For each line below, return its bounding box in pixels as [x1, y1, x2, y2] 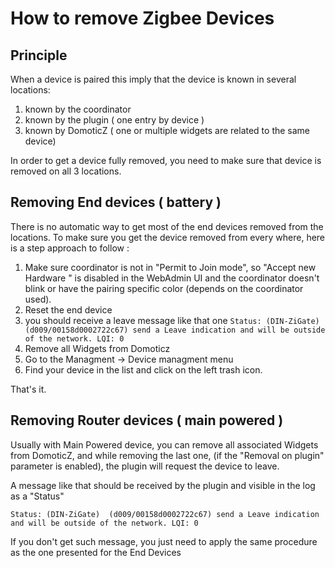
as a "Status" [10, 490, 65, 502]
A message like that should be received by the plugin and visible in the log [10, 479, 316, 491]
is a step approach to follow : [10, 242, 130, 254]
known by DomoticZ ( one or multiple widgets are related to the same [24, 125, 311, 136]
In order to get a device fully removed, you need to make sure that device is [10, 155, 322, 166]
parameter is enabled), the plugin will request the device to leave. [10, 460, 280, 472]
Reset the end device [24, 303, 113, 316]
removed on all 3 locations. [10, 165, 122, 177]
